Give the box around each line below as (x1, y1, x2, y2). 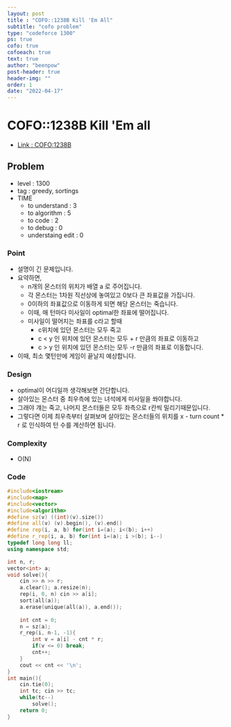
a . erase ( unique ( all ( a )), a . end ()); (19, 603, 123, 610)
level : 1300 (17, 179, 51, 188)
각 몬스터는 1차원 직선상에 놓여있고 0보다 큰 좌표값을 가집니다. (27, 291, 196, 300)
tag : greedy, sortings (17, 186, 79, 195)
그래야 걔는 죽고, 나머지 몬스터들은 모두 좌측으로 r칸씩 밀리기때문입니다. (17, 404, 210, 412)
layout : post (7, 10, 45, 17)
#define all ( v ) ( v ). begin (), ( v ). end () (7, 520, 123, 527)
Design (7, 370, 32, 379)
